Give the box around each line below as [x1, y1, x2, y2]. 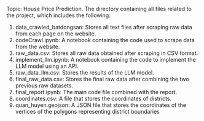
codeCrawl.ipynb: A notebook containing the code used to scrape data [15, 37, 195, 43]
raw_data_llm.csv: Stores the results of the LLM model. [15, 69, 155, 76]
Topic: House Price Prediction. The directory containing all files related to [6, 5, 192, 12]
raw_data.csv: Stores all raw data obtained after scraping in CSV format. [15, 50, 198, 57]
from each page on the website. [15, 30, 96, 37]
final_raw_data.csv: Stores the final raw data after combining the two [15, 76, 189, 82]
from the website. [15, 43, 60, 50]
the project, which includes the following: [6, 12, 111, 19]
